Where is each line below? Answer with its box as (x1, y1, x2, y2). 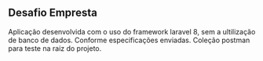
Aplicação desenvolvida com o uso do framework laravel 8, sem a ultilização (8, 27, 256, 36)
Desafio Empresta (8, 6, 98, 20)
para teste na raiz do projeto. (8, 43, 102, 53)
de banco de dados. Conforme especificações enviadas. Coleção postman (8, 35, 250, 45)
